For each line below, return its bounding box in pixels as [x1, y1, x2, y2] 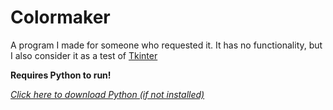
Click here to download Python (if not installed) [10, 88, 205, 100]
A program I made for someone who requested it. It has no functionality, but [10, 39, 323, 51]
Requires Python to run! [10, 69, 112, 81]
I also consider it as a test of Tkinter [10, 49, 158, 61]
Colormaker [10, 6, 111, 29]
